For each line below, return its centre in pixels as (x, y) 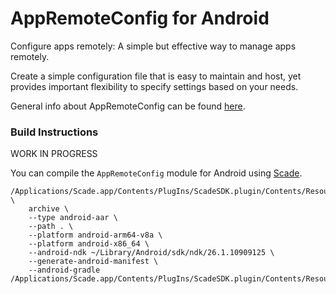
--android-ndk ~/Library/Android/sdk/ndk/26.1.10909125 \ (151, 253)
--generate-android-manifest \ (93, 262)
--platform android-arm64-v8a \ (95, 235)
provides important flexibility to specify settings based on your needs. (154, 86)
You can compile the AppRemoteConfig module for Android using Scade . (156, 173)
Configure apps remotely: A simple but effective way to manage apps (153, 46)
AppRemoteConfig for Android (140, 18)
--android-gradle (64, 270)
